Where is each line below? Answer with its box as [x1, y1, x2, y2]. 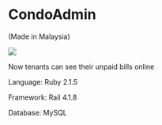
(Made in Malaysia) [8, 32, 71, 41]
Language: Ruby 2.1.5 [8, 77, 78, 86]
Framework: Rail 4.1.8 [8, 93, 77, 102]
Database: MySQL [8, 108, 67, 117]
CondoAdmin [8, 6, 96, 24]
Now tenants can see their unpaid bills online [8, 62, 155, 71]
